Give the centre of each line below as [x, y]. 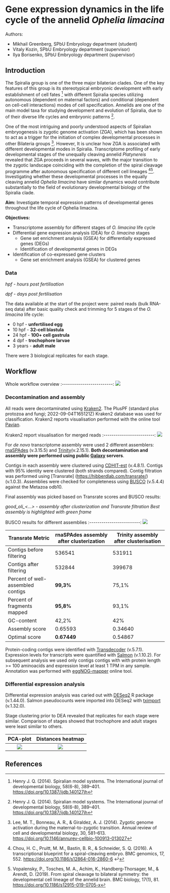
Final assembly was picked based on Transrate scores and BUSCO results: [83, 497]
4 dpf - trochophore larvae [41, 340]
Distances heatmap [60, 739]
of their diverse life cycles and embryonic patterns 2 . [60, 116]
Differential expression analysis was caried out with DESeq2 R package [79, 695]
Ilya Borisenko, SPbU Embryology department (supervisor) [74, 55]
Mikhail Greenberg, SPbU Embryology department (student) [75, 44]
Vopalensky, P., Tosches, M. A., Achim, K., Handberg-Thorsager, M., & [86, 869]
